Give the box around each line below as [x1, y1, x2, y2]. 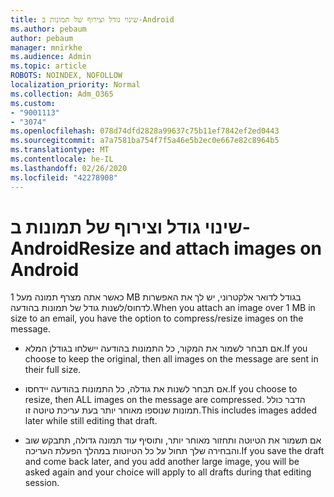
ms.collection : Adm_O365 [10, 89, 114, 99]
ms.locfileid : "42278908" [10, 172, 118, 183]
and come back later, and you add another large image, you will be [24, 456, 300, 468]
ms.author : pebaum [10, 24, 87, 34]
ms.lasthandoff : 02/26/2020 [10, 163, 128, 173]
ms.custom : [10, 98, 56, 108]
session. [24, 477, 60, 489]
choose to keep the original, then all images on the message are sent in [24, 353, 319, 365]
